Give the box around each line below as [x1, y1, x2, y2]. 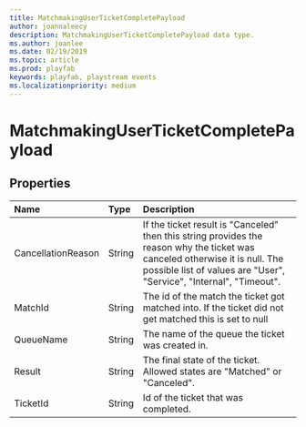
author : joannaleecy [9, 22, 88, 31]
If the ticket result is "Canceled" [142, 218, 280, 230]
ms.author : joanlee [9, 38, 84, 48]
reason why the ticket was [142, 240, 255, 253]
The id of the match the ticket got [142, 290, 285, 302]
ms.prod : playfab [9, 65, 76, 74]
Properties [9, 176, 71, 191]
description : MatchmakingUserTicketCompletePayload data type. [9, 30, 255, 39]
